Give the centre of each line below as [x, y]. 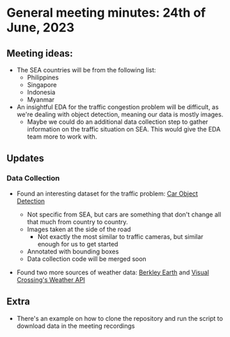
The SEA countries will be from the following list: [86, 70]
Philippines [43, 77]
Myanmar [41, 100]
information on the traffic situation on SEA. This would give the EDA [124, 129]
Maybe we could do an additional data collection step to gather [117, 122]
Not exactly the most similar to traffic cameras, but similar [120, 236]
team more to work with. [62, 136]
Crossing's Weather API [51, 279]
